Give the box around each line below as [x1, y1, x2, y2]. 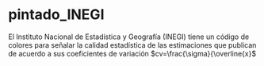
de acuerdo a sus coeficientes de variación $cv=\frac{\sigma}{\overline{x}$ [8, 49, 256, 58]
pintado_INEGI [8, 6, 105, 24]
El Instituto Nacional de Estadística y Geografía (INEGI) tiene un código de [8, 32, 250, 41]
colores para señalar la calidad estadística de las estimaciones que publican [8, 40, 257, 49]
